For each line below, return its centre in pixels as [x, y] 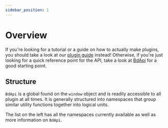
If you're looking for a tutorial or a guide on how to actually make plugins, [82, 49]
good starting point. [26, 66]
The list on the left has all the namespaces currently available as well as [81, 115]
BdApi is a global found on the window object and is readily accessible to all [83, 94]
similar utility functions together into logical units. [57, 105]
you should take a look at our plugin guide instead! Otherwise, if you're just [84, 55]
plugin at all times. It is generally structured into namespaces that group [81, 99]
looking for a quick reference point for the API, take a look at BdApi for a [81, 60]
